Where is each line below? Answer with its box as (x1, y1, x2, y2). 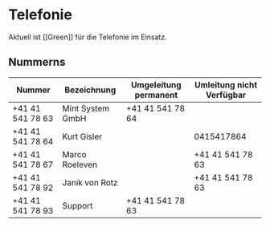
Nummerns (8, 55, 66, 69)
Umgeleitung (131, 79, 182, 90)
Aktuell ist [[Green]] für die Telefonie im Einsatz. (8, 32, 167, 42)
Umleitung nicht (194, 79, 258, 90)
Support (62, 200, 93, 211)
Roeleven (62, 159, 98, 170)
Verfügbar (205, 89, 247, 100)
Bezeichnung (63, 84, 117, 95)
